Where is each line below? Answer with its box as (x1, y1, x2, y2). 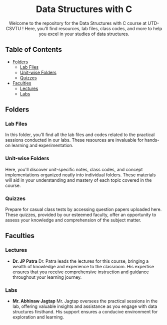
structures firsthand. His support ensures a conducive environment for (12, 309, 158, 315)
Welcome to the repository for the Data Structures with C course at (8, 20, 147, 26)
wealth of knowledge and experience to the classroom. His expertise (12, 263, 154, 269)
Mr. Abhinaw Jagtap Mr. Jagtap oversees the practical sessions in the (12, 298, 158, 304)
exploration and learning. (12, 314, 64, 320)
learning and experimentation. (11, 142, 73, 149)
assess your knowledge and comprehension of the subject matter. (5, 217, 141, 223)
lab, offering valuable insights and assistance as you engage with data (12, 303, 157, 309)
